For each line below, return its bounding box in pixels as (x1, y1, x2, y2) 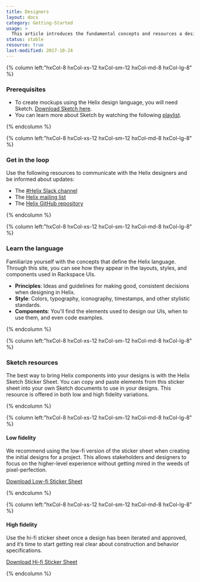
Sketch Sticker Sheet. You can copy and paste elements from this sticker (6, 378, 185, 385)
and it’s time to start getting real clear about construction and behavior (6, 541, 179, 548)
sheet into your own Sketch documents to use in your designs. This (6, 384, 171, 392)
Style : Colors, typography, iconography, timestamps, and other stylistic (14, 295, 190, 302)
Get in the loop (6, 156, 49, 164)
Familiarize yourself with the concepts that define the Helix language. (6, 258, 176, 265)
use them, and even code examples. (14, 314, 104, 321)
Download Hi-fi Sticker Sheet (6, 559, 77, 566)
